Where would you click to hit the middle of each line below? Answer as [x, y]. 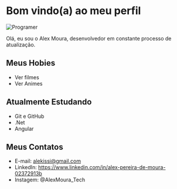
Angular [24, 129]
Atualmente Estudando [49, 102]
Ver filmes [27, 77]
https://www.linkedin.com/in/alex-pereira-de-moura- [102, 167]
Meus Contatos [35, 147]
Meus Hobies [31, 63]
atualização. [21, 45]
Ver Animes [28, 83]
